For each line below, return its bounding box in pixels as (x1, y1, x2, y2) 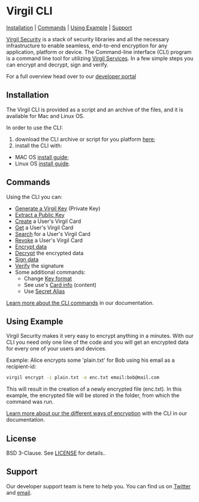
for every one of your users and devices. (6, 345, 107, 352)
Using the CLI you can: (6, 193, 63, 200)
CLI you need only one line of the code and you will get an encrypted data (6, 338, 189, 346)
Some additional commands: (14, 268, 86, 276)
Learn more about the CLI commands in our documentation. (6, 299, 154, 306)
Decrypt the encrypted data (14, 249, 84, 256)
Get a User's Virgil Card (14, 223, 74, 231)
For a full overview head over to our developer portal (6, 72, 137, 80)
